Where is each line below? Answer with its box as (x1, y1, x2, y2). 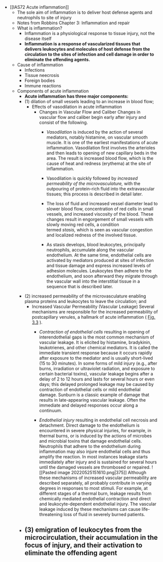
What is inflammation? (17, 25, 63, 31)
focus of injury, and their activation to (24, 541, 143, 550)
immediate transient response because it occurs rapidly (39, 350, 153, 356)
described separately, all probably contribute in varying (39, 480, 152, 486)
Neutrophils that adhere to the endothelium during (39, 444, 141, 449)
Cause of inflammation (17, 62, 64, 68)
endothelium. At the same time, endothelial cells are (46, 252, 152, 258)
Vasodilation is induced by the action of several (46, 129, 143, 135)
